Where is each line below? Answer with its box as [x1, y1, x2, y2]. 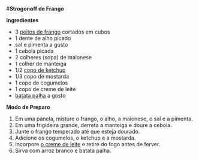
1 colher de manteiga [14, 60, 67, 67]
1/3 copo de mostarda [14, 73, 70, 80]
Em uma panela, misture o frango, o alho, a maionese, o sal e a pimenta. [14, 115, 193, 122]
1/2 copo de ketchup [14, 67, 66, 74]
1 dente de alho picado [14, 35, 71, 41]
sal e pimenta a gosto [14, 41, 68, 48]
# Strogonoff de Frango [6, 5, 64, 12]
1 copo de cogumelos [14, 79, 68, 86]
